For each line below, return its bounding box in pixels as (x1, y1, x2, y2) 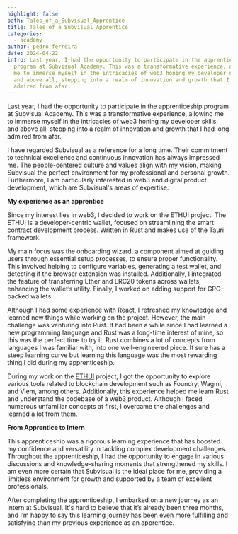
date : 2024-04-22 (7, 50, 59, 57)
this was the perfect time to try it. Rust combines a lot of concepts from (7, 336, 216, 344)
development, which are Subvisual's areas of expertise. (7, 183, 169, 192)
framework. (7, 233, 41, 242)
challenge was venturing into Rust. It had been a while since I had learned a (7, 321, 228, 330)
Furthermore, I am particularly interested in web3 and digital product (7, 176, 207, 185)
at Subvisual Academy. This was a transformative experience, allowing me (7, 110, 225, 118)
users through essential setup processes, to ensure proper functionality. (7, 255, 218, 263)
